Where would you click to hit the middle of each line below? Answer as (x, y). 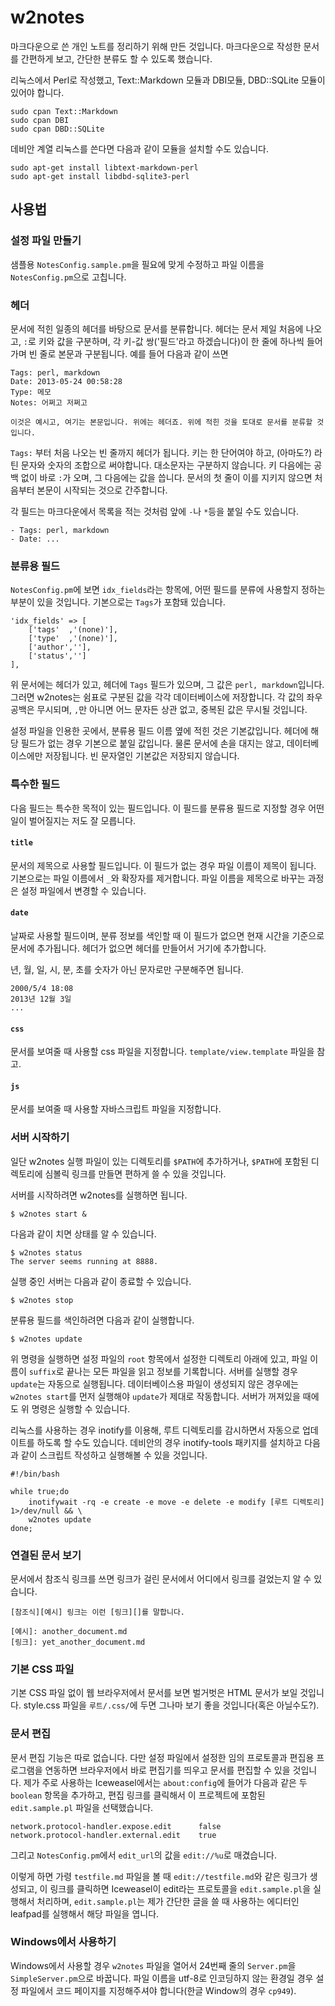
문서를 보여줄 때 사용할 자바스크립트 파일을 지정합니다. (116, 1109)
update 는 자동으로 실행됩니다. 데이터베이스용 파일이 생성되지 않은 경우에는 (154, 1383)
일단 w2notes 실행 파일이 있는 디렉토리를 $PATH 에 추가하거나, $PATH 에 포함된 (159, 1161)
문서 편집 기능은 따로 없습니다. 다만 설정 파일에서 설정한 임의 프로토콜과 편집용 (162, 1757)
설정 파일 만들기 (46, 241)
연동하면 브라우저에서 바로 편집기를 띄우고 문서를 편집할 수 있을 (167, 1770)
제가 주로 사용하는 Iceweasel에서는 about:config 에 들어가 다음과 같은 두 (165, 1782)
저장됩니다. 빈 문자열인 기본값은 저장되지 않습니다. (142, 756)
